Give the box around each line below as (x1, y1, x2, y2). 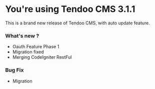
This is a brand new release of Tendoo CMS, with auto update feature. (5, 20, 150, 26)
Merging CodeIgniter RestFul (12, 54, 72, 60)
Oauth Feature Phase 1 (12, 44, 59, 50)
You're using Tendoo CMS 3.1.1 (5, 3, 135, 15)
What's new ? (5, 32, 39, 39)
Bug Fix (5, 67, 24, 74)
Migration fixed (12, 49, 44, 55)
